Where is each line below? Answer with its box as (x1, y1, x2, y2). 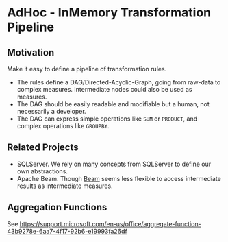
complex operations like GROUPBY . (16, 122, 110, 130)
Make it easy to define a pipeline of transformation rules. (7, 65, 167, 73)
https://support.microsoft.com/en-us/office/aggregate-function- (19, 219, 201, 228)
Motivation (7, 47, 55, 58)
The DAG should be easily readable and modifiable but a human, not (16, 100, 210, 108)
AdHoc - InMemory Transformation (7, 5, 212, 21)
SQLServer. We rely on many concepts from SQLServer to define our (16, 160, 211, 168)
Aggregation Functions (7, 202, 107, 213)
